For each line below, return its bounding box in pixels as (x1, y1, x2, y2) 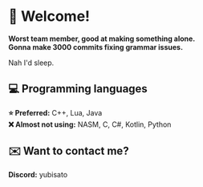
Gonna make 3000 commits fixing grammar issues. (8, 42, 183, 51)
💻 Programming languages (8, 82, 148, 96)
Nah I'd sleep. (8, 58, 55, 67)
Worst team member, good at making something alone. (8, 34, 196, 43)
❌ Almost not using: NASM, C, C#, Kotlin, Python (8, 120, 172, 129)
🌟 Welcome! (8, 7, 91, 26)
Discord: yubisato (8, 169, 68, 179)
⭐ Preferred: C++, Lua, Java (8, 108, 103, 117)
